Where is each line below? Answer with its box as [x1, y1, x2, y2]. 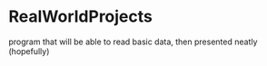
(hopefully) [8, 45, 50, 56]
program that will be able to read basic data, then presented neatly [8, 36, 258, 47]
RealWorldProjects [8, 6, 153, 27]
